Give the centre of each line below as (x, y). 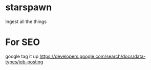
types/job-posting (24, 62)
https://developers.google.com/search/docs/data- (93, 56)
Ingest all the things (26, 21)
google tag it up (22, 56)
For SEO (23, 42)
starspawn (29, 7)
